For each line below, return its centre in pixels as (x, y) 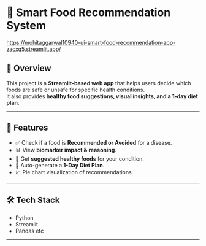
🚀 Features (27, 128)
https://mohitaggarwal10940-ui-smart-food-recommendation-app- (91, 42)
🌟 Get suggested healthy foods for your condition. (79, 158)
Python (24, 218)
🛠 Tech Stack (33, 200)
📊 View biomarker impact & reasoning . (66, 150)
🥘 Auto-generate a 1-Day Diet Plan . (60, 165)
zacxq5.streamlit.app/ (34, 49)
